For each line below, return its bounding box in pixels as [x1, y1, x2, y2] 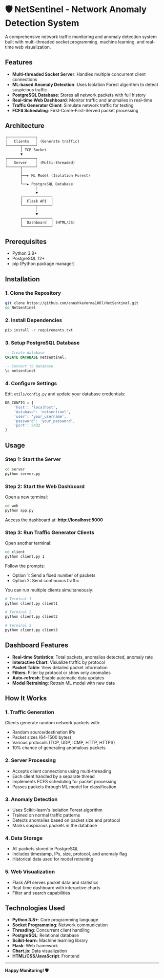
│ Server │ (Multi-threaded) [5, 160, 76, 165]
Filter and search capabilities [12, 890, 71, 896]
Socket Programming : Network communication [12, 922, 108, 928]
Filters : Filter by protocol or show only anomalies [12, 670, 111, 675]
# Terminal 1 [5, 596, 32, 601]
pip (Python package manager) [12, 261, 75, 266]
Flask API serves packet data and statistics [12, 879, 99, 885]
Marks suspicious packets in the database [12, 823, 97, 829]
